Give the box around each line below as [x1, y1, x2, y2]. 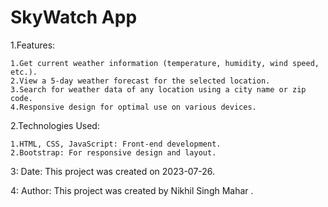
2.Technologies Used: [10, 119, 100, 131]
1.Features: [10, 39, 56, 51]
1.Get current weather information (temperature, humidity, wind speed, [10, 58, 320, 68]
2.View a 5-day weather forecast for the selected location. [10, 76, 271, 86]
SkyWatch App [10, 6, 138, 29]
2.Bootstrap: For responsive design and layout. [10, 147, 217, 158]
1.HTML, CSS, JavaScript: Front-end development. [10, 139, 222, 149]
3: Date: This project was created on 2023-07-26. [10, 165, 216, 177]
